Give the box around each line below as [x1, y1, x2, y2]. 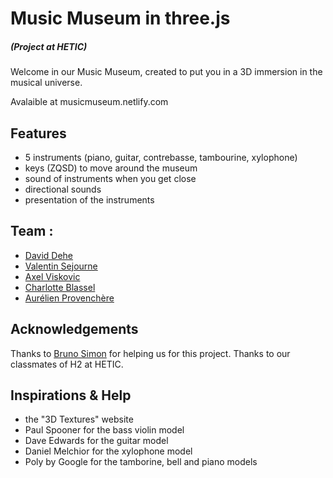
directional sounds [24, 183, 102, 195]
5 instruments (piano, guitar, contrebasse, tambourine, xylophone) [24, 151, 298, 163]
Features [10, 125, 67, 142]
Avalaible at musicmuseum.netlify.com [10, 96, 169, 108]
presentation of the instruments [24, 193, 155, 206]
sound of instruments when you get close [24, 172, 197, 184]
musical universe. [10, 77, 83, 89]
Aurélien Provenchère [24, 292, 115, 304]
